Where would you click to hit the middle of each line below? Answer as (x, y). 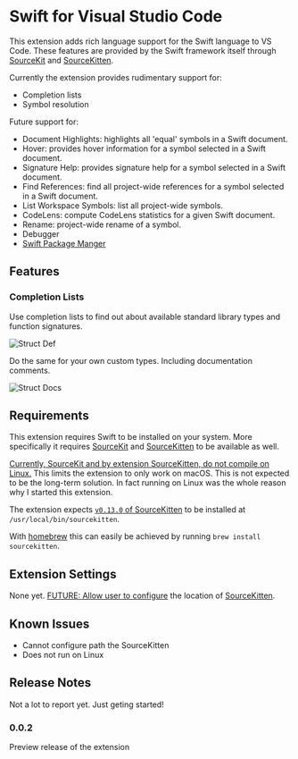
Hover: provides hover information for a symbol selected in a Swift (144, 148)
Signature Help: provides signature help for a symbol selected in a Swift (153, 167)
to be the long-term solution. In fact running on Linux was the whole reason (148, 483)
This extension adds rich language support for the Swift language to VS (141, 41)
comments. (30, 370)
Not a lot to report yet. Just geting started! (87, 704)
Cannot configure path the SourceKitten (95, 645)
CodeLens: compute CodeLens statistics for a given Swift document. (149, 215)
